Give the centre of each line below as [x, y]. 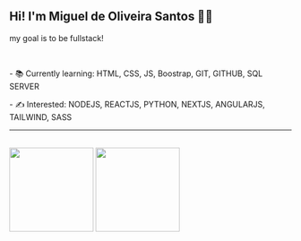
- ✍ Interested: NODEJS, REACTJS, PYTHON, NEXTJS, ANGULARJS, [138, 104]
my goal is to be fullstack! [57, 38]
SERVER [25, 86]
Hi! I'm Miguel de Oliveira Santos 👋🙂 [111, 17]
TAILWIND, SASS [41, 116]
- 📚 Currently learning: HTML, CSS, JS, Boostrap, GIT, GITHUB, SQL [136, 73]
